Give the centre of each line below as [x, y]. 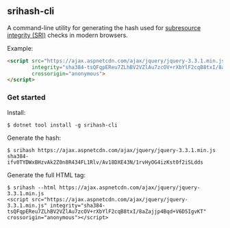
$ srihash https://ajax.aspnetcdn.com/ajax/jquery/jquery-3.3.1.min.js [111, 150]
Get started [26, 97]
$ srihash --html [32, 188]
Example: [20, 48]
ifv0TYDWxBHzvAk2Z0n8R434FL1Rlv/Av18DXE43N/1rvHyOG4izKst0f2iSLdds [105, 162]
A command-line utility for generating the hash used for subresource [104, 27]
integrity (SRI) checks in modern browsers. [67, 35]
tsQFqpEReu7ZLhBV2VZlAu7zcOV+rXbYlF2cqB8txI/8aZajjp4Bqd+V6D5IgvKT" [107, 212]
